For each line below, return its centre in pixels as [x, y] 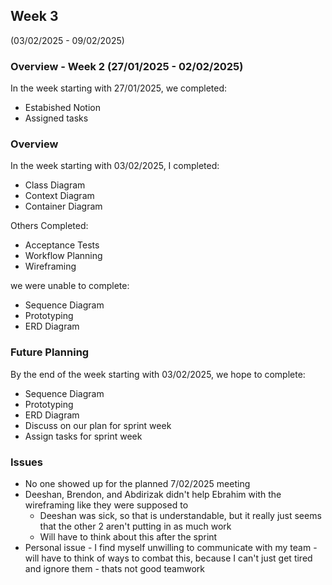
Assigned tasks [56, 118]
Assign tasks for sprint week [83, 436]
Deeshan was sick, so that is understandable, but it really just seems [180, 515]
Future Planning [50, 352]
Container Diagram [63, 206]
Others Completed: [49, 226]
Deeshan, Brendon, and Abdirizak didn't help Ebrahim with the [153, 494]
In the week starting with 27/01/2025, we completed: [119, 88]
